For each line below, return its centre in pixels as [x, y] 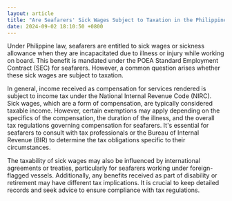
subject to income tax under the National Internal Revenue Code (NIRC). [109, 96]
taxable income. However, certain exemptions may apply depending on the [114, 111]
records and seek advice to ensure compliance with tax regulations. [104, 190]
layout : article [30, 13]
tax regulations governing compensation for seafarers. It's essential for [108, 126]
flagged [18, 175]
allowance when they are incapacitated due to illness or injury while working [116, 53]
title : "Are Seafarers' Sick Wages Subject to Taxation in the [100, 20]
